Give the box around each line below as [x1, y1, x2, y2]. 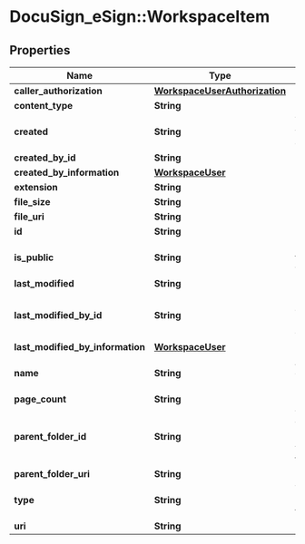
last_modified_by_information [14, 341, 145, 353]
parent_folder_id [14, 431, 87, 442]
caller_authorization [14, 84, 103, 97]
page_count [14, 393, 66, 405]
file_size [14, 196, 51, 208]
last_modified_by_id [14, 309, 103, 321]
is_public [14, 251, 54, 264]
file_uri [14, 210, 45, 223]
